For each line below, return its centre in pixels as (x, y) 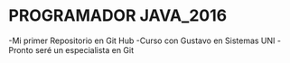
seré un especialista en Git (84, 49)
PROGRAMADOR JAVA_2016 (118, 16)
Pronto (21, 49)
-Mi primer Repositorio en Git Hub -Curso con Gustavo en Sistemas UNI (142, 40)
